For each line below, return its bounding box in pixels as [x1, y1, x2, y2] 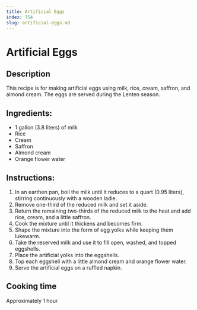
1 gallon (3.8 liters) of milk [14, 124, 78, 131]
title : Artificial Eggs [6, 8, 65, 15]
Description [6, 69, 50, 79]
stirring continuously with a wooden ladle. [14, 195, 117, 202]
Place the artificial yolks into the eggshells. [14, 252, 120, 258]
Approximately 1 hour [6, 297, 58, 304]
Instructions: [6, 173, 55, 183]
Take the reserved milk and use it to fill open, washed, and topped [14, 239, 177, 246]
